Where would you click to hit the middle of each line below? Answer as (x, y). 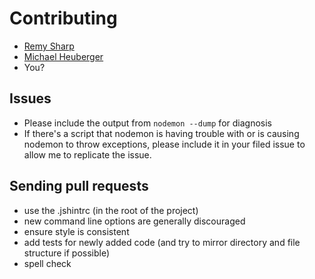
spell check (47, 263)
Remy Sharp (49, 46)
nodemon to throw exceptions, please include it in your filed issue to (164, 144)
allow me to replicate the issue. (87, 154)
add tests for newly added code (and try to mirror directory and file (162, 242)
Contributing (63, 18)
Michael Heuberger (63, 56)
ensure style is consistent (76, 231)
